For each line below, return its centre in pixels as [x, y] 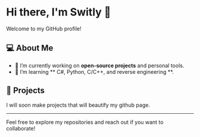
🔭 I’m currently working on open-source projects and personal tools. [99, 66]
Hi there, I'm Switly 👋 [59, 12]
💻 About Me [30, 48]
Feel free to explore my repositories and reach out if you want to [85, 122]
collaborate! [21, 128]
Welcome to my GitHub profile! [44, 29]
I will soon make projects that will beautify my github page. [78, 105]
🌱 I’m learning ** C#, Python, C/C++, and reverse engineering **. [94, 71]
